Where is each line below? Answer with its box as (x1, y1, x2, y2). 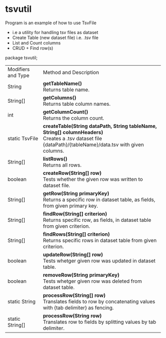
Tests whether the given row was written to (42, 175, 143, 182)
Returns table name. (42, 86, 90, 93)
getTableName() (42, 80, 83, 87)
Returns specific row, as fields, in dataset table (42, 216, 152, 223)
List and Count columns (12, 40, 61, 45)
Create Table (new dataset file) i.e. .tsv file (12, 35, 99, 41)
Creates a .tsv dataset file (42, 135, 102, 142)
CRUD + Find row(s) (12, 45, 53, 51)
